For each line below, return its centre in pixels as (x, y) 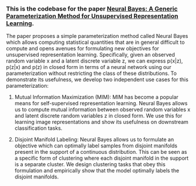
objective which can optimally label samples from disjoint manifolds (96, 146)
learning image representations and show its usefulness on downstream (102, 122)
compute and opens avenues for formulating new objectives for (83, 49)
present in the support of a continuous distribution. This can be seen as (101, 152)
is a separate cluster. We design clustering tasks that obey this (90, 164)
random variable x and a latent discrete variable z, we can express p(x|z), (94, 61)
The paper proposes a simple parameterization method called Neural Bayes (97, 36)
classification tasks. (38, 128)
